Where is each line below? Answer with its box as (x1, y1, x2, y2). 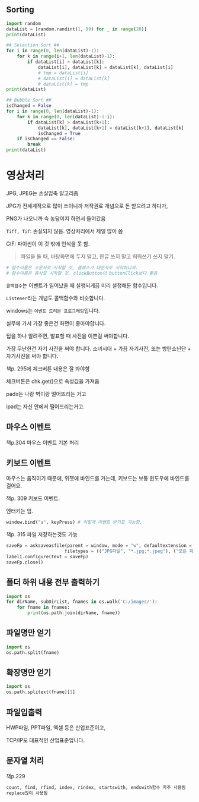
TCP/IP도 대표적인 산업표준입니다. (6, 737, 85, 744)
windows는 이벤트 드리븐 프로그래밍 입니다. (6, 307, 100, 314)
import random (6, 20, 41, 26)
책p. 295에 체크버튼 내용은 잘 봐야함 (6, 365, 90, 372)
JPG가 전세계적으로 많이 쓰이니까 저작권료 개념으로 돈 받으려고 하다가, (6, 202, 168, 209)
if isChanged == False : (17, 136, 76, 142)
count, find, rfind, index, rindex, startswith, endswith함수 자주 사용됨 (6, 784, 186, 790)
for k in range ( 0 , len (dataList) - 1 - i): (17, 114, 115, 119)
